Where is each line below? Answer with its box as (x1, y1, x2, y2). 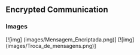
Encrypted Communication (5, 5, 108, 15)
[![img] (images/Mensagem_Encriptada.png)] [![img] (5, 35, 135, 43)
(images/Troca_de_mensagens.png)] (5, 42, 96, 49)
